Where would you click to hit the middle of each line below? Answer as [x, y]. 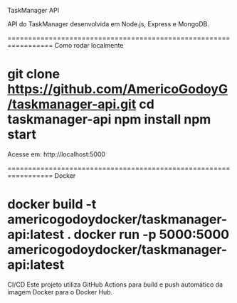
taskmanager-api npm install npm [109, 119]
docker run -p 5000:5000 [152, 235]
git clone [34, 74]
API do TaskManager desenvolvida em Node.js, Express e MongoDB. [109, 24]
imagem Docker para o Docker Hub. [60, 292]
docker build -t [52, 204]
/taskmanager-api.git [72, 104]
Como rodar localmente [89, 45]
